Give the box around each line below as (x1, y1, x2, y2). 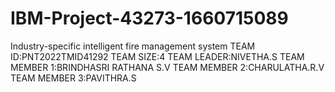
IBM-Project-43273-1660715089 (10, 7, 289, 30)
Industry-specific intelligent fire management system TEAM (10, 40, 256, 52)
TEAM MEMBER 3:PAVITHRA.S (10, 72, 137, 84)
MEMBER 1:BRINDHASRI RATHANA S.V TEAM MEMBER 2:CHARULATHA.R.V (10, 61, 325, 73)
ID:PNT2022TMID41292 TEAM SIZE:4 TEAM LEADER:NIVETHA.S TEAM (10, 50, 305, 62)
